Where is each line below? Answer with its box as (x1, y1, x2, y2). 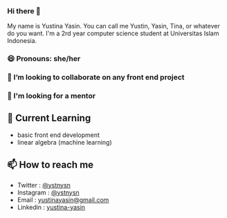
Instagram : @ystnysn (17, 188, 80, 197)
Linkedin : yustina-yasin (17, 203, 85, 211)
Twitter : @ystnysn (17, 181, 71, 189)
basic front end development (17, 131, 100, 139)
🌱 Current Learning (7, 112, 91, 124)
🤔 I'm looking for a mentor (7, 91, 96, 101)
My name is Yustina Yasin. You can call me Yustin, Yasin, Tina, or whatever (7, 22, 220, 30)
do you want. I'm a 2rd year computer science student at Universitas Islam (7, 29, 219, 37)
